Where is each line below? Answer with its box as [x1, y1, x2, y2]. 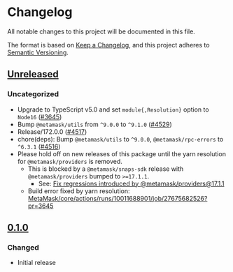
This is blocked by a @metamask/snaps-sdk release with [27, 165, 184, 173]
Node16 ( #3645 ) [17, 112, 62, 121]
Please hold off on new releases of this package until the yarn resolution [17, 149, 226, 158]
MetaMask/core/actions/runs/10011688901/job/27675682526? [27, 194, 208, 202]
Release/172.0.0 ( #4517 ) [17, 127, 87, 136]
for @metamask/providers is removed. [17, 157, 122, 165]
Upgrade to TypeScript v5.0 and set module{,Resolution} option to [17, 105, 209, 114]
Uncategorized [7, 89, 59, 99]
